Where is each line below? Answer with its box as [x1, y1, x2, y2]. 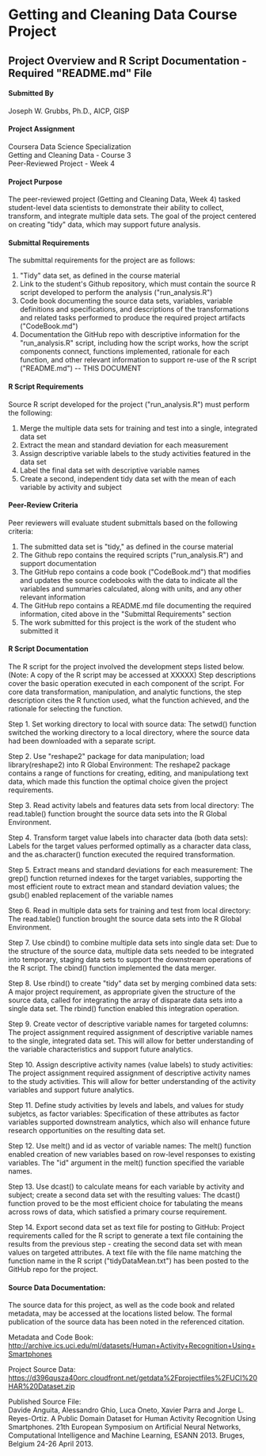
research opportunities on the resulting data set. [8, 1126, 166, 1135]
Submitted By [8, 89, 54, 98]
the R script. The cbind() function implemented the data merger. [8, 964, 216, 972]
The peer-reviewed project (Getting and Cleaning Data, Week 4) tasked [8, 194, 241, 204]
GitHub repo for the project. [8, 1265, 99, 1274]
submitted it [19, 626, 59, 635]
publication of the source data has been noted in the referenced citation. [8, 1317, 245, 1327]
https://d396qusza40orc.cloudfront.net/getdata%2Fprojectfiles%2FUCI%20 [8, 1374, 258, 1383]
